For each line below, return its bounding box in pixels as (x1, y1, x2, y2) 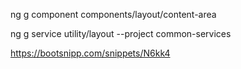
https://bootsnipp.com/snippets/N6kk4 (10, 47, 171, 59)
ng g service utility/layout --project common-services (10, 28, 232, 39)
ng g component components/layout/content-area (10, 9, 217, 20)
